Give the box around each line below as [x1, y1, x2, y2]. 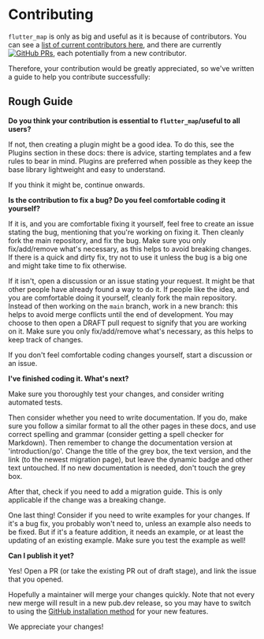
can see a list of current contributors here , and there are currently [8, 39, 222, 49]
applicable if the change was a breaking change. [8, 495, 166, 504]
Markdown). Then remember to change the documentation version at [8, 438, 233, 447]
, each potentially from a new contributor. [52, 48, 187, 58]
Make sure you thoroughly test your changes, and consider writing [8, 389, 225, 398]
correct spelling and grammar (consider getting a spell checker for [8, 429, 225, 439]
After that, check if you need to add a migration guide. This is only [8, 487, 223, 496]
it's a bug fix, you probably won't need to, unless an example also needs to [8, 518, 251, 528]
